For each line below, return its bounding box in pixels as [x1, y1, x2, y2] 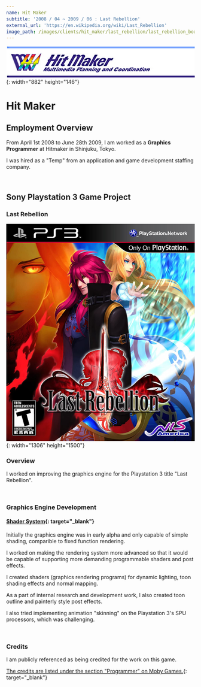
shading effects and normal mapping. [6, 580, 99, 587]
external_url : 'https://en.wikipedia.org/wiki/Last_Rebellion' [6, 22, 167, 28]
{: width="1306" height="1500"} [6, 441, 85, 449]
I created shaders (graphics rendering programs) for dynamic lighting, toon [6, 574, 191, 580]
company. [6, 163, 31, 170]
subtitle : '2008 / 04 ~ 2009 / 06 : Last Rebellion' [6, 16, 141, 22]
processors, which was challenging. [6, 616, 95, 623]
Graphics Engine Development [6, 503, 97, 512]
